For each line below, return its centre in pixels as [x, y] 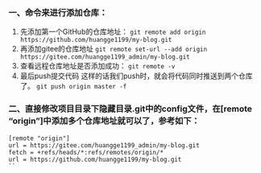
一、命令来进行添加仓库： [58, 12]
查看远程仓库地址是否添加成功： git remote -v [97, 66]
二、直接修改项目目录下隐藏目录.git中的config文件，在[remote [130, 109]
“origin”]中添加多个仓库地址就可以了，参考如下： [104, 121]
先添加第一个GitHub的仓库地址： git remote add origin [113, 32]
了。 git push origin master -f [73, 86]
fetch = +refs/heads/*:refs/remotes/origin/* [86, 152]
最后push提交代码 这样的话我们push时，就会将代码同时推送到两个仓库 [136, 76]
